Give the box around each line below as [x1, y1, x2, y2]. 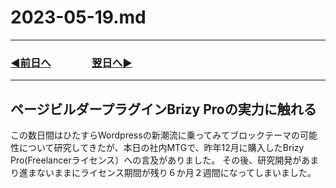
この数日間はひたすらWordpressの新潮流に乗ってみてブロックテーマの [10, 129, 300, 141]
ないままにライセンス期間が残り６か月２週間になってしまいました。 [36, 167, 317, 179]
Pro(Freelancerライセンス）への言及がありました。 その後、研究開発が [10, 154, 302, 166]
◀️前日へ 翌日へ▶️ [10, 56, 133, 70]
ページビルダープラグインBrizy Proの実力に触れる [10, 101, 317, 118]
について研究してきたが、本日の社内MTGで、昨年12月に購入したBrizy [18, 142, 305, 154]
